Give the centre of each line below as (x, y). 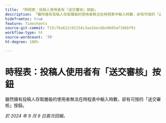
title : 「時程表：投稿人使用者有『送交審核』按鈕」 (51, 10)
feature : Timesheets (26, 23)
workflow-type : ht (24, 33)
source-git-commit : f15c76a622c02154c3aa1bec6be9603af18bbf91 (70, 28)
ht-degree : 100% (22, 42)
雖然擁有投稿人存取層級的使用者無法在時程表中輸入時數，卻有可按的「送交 (81, 99)
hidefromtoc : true (24, 19)
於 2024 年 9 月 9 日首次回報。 (36, 116)
